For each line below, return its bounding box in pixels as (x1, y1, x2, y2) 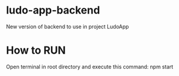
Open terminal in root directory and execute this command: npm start (6, 63, 174, 70)
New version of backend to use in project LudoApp (6, 23, 129, 30)
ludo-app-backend (6, 4, 100, 17)
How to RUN (6, 44, 66, 57)
